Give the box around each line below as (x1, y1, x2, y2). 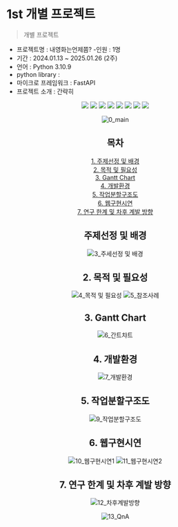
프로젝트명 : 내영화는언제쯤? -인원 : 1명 (16, 45, 121, 53)
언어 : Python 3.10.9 (16, 62, 72, 71)
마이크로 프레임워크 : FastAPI (16, 78, 96, 87)
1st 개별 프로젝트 (6, 6, 96, 22)
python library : (16, 70, 60, 78)
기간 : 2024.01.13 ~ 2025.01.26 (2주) (16, 53, 118, 62)
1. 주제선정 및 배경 (91, 157, 139, 165)
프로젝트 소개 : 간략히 (16, 87, 74, 96)
